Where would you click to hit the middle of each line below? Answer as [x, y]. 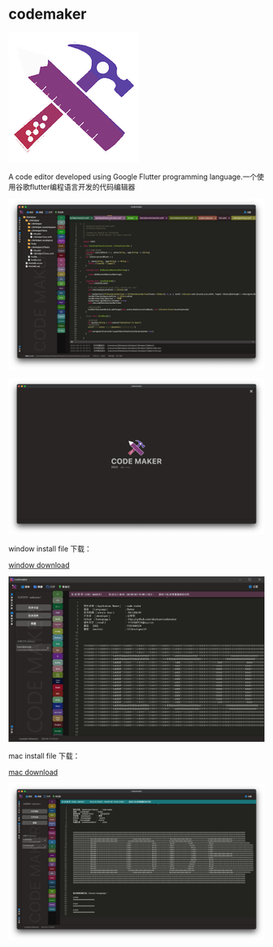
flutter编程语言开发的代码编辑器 [82, 186]
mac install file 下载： [44, 756]
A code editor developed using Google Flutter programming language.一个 [133, 177]
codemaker [48, 14]
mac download [33, 772]
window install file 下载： [50, 548]
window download [39, 565]
